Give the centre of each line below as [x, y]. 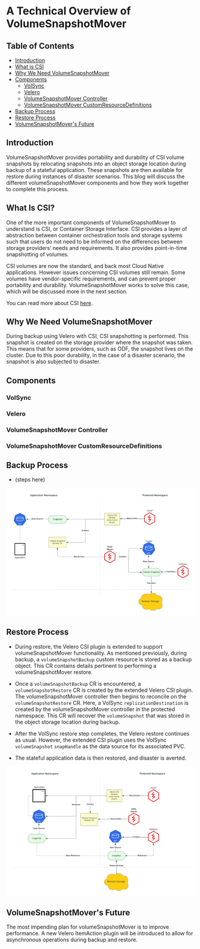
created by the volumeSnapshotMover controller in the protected [95, 709]
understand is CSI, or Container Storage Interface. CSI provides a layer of [97, 228]
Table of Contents [40, 46]
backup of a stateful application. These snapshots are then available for [95, 170]
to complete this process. [37, 189]
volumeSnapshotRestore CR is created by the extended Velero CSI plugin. [104, 690]
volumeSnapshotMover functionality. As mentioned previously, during [101, 653]
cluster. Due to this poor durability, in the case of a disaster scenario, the [96, 356]
